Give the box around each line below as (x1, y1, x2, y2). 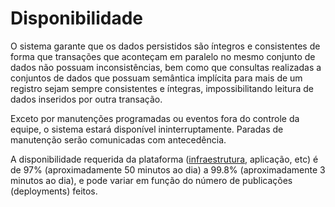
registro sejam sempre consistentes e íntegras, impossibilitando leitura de (10, 82, 314, 94)
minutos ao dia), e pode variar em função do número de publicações (10, 174, 293, 186)
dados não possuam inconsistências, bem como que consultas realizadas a (10, 61, 322, 73)
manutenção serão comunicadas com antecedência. (10, 133, 227, 146)
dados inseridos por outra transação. (10, 93, 163, 105)
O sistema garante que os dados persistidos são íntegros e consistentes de (10, 40, 321, 52)
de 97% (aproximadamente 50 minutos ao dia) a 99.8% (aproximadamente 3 (10, 163, 326, 176)
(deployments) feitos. (10, 185, 98, 197)
